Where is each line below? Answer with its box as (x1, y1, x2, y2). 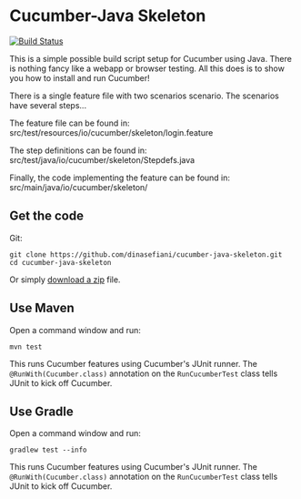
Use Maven (9, 300, 75, 316)
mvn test (9, 342, 43, 351)
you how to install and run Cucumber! (9, 72, 150, 83)
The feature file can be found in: (9, 117, 130, 128)
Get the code (9, 209, 85, 224)
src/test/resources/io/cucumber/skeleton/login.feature (9, 127, 214, 137)
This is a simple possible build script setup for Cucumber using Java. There (9, 53, 293, 64)
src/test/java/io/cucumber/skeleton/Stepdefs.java (9, 154, 196, 165)
